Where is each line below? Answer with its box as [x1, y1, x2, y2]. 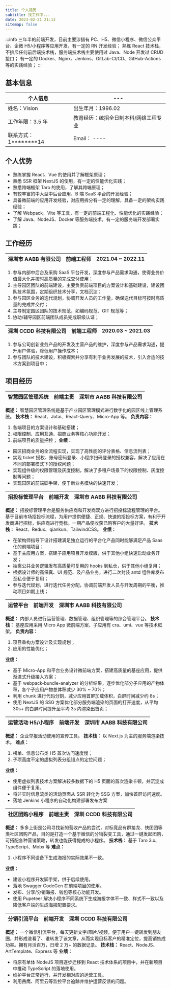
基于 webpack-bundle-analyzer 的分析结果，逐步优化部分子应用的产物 [12, 680, 160, 686]
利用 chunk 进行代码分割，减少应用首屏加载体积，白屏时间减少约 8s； [12, 692, 160, 699]
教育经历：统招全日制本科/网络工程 [73, 115, 157, 122]
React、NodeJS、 [119, 941, 158, 948]
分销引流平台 [8, 915, 39, 922]
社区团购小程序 [8, 811, 44, 818]
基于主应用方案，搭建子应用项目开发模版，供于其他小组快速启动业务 [12, 550, 156, 556]
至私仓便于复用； [12, 575, 49, 581]
